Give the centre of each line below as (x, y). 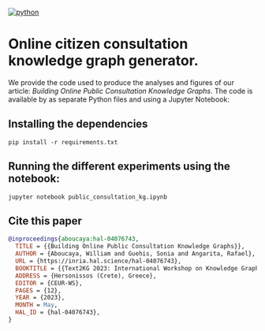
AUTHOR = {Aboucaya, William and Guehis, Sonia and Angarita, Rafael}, (136, 254)
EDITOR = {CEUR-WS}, (49, 283)
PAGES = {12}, (38, 290)
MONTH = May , (37, 305)
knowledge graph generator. (103, 61)
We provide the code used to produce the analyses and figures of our (121, 82)
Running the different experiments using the (119, 167)
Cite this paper (45, 221)
